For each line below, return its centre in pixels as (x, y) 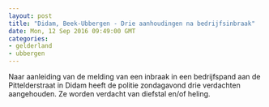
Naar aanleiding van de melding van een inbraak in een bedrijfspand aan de (134, 77)
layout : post (30, 16)
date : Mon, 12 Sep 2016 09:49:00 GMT (72, 31)
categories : (28, 39)
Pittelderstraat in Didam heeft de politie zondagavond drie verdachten (124, 85)
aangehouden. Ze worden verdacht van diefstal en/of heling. (109, 94)
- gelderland (30, 46)
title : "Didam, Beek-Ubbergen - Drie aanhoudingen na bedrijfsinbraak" (132, 24)
